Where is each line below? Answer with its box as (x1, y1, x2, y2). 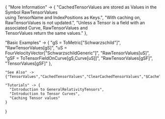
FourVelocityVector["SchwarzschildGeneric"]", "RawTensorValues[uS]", (5, 50, 150, 56)
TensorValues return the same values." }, (5, 30, 87, 36)
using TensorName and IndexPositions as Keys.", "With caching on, (5, 15, 141, 20)
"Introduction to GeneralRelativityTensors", (9, 87, 105, 92)
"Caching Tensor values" (9, 95, 60, 100)
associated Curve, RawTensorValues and (5, 25, 88, 31)
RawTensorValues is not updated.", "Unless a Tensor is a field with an (5, 20, 145, 25)
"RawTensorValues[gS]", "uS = (5, 45, 67, 50)
